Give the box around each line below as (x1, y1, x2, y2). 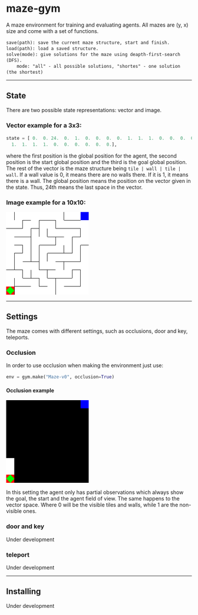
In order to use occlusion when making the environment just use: (6, 362, 164, 369)
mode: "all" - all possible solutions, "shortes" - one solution (16, 63, 181, 69)
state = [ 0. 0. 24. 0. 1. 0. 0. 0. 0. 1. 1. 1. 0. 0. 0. (6, 135, 186, 142)
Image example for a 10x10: (6, 198, 86, 207)
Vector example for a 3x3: (6, 121, 82, 129)
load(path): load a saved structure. (6, 45, 99, 51)
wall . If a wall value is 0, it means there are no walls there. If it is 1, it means (6, 171, 189, 178)
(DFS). (6, 57, 22, 63)
